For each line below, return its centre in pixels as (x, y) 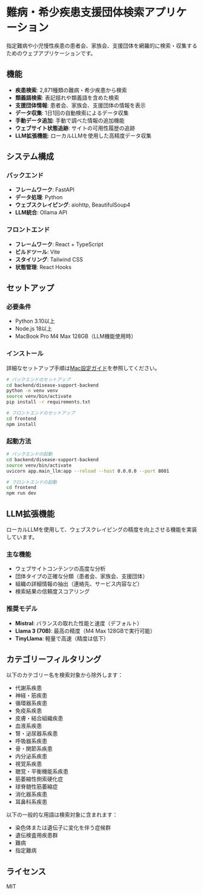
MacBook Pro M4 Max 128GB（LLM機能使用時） (75, 336)
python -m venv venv (32, 391)
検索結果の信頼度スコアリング (52, 592)
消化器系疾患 (31, 794)
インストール (25, 354)
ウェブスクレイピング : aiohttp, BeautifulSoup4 (73, 205)
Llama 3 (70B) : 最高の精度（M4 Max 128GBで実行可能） (85, 631)
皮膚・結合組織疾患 (39, 718)
